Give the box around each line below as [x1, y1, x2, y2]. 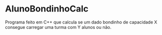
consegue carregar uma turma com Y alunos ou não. [5, 24, 112, 30]
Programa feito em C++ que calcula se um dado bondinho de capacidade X [5, 19, 158, 25]
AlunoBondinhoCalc [5, 3, 89, 14]
